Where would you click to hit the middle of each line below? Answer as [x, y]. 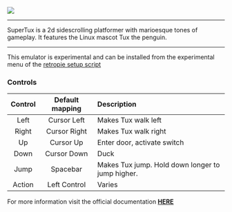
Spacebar [67, 169]
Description [117, 105]
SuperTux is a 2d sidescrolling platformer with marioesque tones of [103, 30]
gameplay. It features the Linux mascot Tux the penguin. [87, 37]
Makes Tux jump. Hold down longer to [158, 165]
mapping [66, 109]
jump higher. [117, 173]
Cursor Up [66, 142]
